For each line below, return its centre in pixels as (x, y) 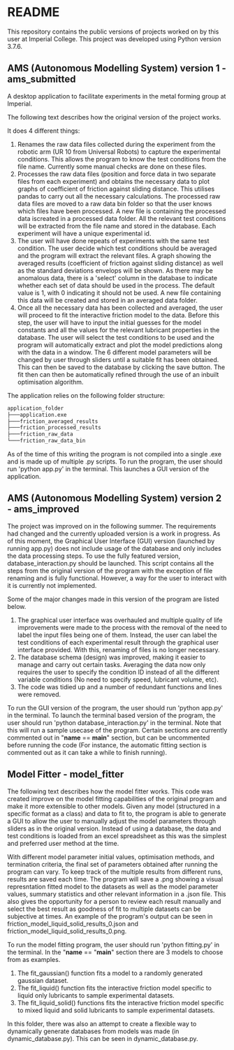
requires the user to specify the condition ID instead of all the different (118, 672)
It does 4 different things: (44, 131)
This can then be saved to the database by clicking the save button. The (121, 367)
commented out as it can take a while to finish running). (87, 752)
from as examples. (34, 959)
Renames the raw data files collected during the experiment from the (116, 144)
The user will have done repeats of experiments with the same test (113, 240)
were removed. (39, 694)
